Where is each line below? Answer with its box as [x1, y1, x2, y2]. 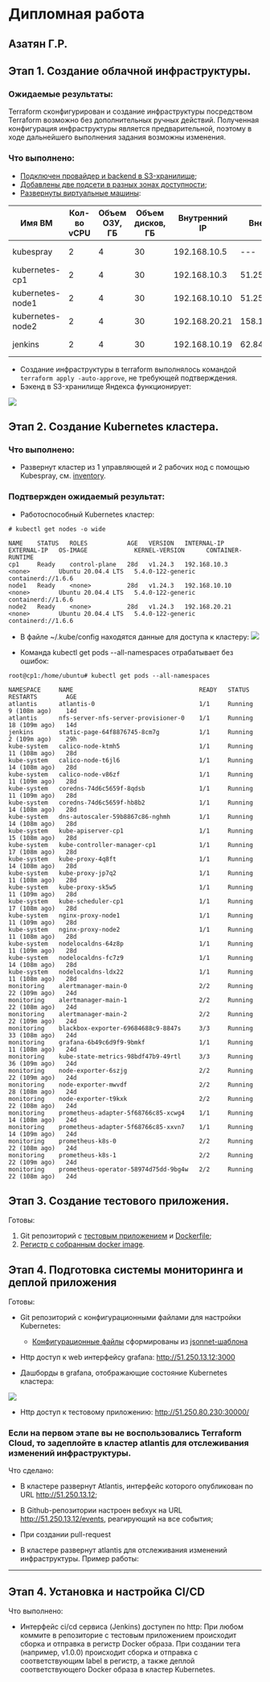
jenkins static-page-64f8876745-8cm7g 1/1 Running [8, 728, 253, 736]
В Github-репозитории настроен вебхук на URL [19, 1505, 183, 1515]
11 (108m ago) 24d [8, 1045, 78, 1053]
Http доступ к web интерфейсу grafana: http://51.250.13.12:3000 [19, 1352, 235, 1362]
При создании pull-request [19, 1530, 111, 1539]
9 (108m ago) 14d [8, 707, 78, 715]
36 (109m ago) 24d [8, 1059, 78, 1068]
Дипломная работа [8, 5, 145, 23]
